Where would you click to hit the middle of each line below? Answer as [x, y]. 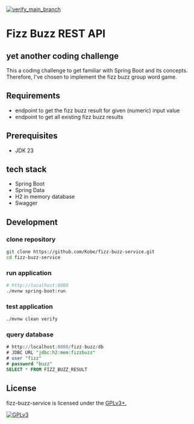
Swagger [26, 203]
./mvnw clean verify [32, 319]
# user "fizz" [24, 358]
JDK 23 [24, 150]
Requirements [33, 96]
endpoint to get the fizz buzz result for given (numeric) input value [97, 110]
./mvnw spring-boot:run [36, 291]
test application [30, 306]
